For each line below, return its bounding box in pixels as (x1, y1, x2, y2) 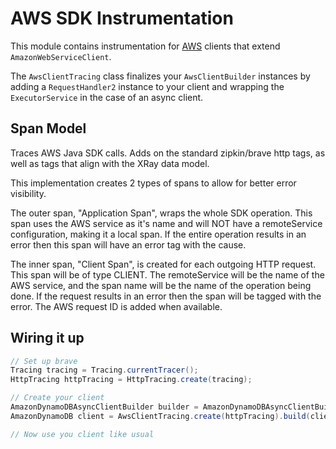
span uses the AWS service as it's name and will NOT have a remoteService (10, 217, 323, 229)
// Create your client (10, 393, 105, 403)
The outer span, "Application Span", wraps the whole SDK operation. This (10, 207, 313, 219)
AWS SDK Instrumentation (10, 7, 234, 30)
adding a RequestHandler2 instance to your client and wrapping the (10, 80, 285, 92)
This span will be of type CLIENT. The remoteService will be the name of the (10, 268, 325, 281)
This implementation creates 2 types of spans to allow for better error (10, 177, 297, 189)
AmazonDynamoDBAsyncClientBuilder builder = (10, 402, 199, 412)
